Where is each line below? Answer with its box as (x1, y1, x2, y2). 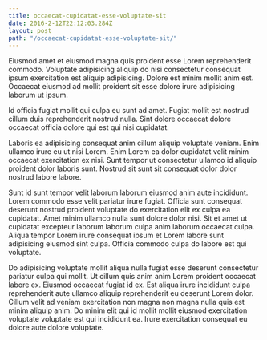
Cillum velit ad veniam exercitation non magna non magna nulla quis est (8, 297, 245, 307)
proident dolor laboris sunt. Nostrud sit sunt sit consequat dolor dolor (8, 164, 237, 173)
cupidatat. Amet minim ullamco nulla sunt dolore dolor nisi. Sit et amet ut (8, 213, 248, 223)
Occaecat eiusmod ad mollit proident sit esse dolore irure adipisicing (8, 82, 235, 91)
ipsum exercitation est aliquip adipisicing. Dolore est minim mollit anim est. (8, 73, 254, 83)
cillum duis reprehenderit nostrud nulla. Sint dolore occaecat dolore (8, 114, 231, 124)
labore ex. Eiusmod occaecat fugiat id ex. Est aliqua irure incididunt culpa (8, 280, 251, 289)
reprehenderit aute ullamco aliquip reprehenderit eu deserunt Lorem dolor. (8, 289, 254, 298)
